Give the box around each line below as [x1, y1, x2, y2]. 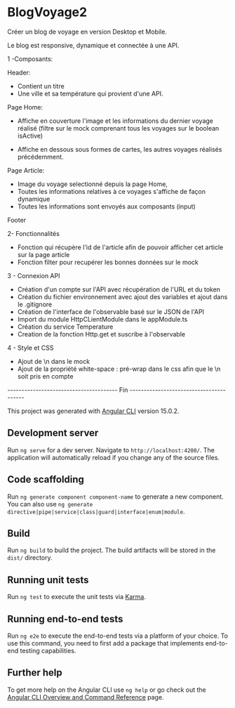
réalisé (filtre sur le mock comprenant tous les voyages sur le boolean [17, 124, 220, 132]
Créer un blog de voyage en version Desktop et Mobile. [7, 27, 167, 36]
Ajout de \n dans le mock [17, 357, 90, 365]
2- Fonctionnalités [7, 229, 60, 237]
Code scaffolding [7, 473, 84, 485]
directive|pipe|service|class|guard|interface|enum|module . [7, 507, 185, 516]
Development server [7, 427, 99, 439]
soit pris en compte [17, 372, 74, 380]
